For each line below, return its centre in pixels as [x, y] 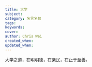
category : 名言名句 [23, 18]
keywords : [15, 27]
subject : [14, 14]
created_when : [19, 41]
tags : [10, 23]
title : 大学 [16, 9]
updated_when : [19, 45]
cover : [12, 32]
